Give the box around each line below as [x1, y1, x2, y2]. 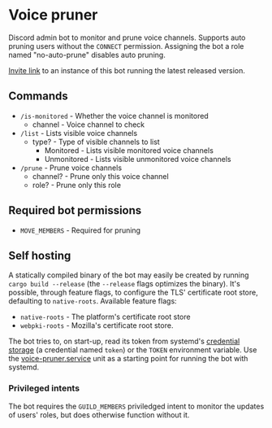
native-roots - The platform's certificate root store [19, 312, 191, 322]
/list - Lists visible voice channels [19, 128, 138, 138]
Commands [8, 90, 69, 103]
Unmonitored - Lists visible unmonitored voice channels [44, 154, 231, 164]
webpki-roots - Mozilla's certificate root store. [19, 321, 174, 330]
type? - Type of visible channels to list [32, 137, 160, 146]
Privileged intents [8, 382, 80, 394]
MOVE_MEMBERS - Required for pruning [19, 225, 140, 235]
